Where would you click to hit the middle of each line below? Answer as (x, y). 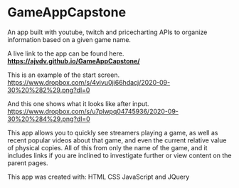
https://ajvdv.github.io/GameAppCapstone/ (74, 61)
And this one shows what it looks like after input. (78, 103)
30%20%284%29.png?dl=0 (49, 119)
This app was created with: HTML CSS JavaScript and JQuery (99, 177)
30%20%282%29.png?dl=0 (49, 90)
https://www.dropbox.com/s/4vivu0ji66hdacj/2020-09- (89, 82)
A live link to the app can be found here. (66, 53)
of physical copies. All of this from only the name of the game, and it (107, 147)
